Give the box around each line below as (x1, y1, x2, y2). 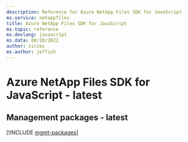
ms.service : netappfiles (6, 15, 70, 21)
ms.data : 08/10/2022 (6, 37, 59, 43)
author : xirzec (6, 43, 45, 50)
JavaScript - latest (6, 88, 102, 102)
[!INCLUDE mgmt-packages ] (6, 129, 78, 136)
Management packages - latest (6, 113, 129, 123)
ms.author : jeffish (6, 49, 56, 55)
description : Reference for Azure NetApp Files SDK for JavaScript (6, 9, 182, 15)
